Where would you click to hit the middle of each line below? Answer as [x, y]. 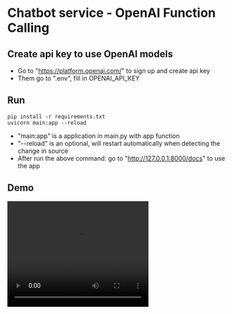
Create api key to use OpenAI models [90, 54]
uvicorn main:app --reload [47, 123]
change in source [43, 151]
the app [29, 165]
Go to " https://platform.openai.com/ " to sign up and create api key [114, 71]
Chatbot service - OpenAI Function [112, 13]
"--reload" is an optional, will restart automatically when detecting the [119, 143]
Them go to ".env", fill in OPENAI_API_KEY [78, 78]
